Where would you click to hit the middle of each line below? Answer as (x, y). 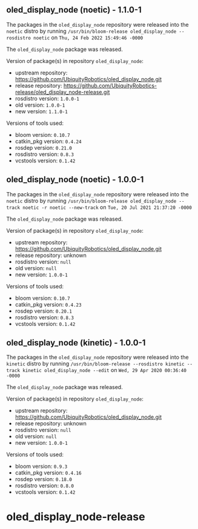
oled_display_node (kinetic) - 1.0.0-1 (76, 343)
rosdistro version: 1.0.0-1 (47, 98)
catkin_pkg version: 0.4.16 (48, 473)
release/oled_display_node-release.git (62, 92)
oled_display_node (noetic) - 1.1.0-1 (74, 10)
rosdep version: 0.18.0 (44, 479)
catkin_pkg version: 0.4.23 (48, 304)
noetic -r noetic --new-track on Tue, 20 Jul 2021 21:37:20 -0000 (107, 207)
